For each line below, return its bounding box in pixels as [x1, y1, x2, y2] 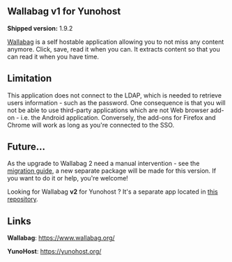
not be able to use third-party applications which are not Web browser [7, 106, 209, 114]
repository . [7, 195, 38, 203]
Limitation [7, 72, 52, 84]
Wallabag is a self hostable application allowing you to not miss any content [7, 38, 224, 46]
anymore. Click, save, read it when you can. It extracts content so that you [7, 45, 221, 53]
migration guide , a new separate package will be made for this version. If [7, 167, 217, 175]
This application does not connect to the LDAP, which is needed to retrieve [7, 91, 222, 100]
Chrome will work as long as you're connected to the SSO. [7, 121, 175, 129]
